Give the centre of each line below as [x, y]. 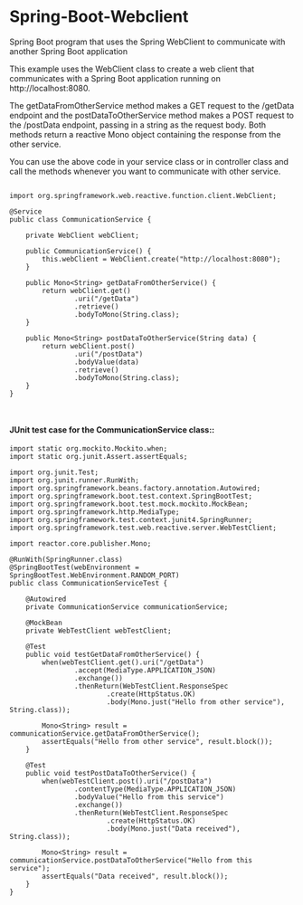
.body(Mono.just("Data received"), [174, 829]
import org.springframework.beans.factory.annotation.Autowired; [135, 489]
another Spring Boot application [69, 51]
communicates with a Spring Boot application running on [115, 78]
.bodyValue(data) [107, 362]
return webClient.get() [86, 291]
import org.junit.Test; [54, 472]
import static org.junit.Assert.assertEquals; [99, 457]
